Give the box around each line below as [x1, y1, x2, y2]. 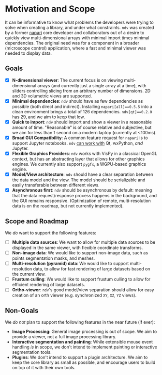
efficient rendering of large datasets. [12, 282, 86, 288]
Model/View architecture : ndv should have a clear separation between [12, 172, 153, 177]
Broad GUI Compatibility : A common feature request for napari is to [12, 135, 148, 141]
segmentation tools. [12, 349, 52, 355]
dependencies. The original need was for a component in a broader [5, 40, 139, 46]
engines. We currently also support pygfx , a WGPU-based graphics [12, 161, 147, 167]
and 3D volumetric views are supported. [12, 93, 92, 99]
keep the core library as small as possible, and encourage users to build [12, 359, 156, 365]
